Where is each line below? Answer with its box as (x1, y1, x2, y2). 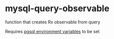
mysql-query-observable (5, 3, 110, 14)
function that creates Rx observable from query (5, 19, 101, 25)
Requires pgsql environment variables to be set (5, 28, 100, 34)
